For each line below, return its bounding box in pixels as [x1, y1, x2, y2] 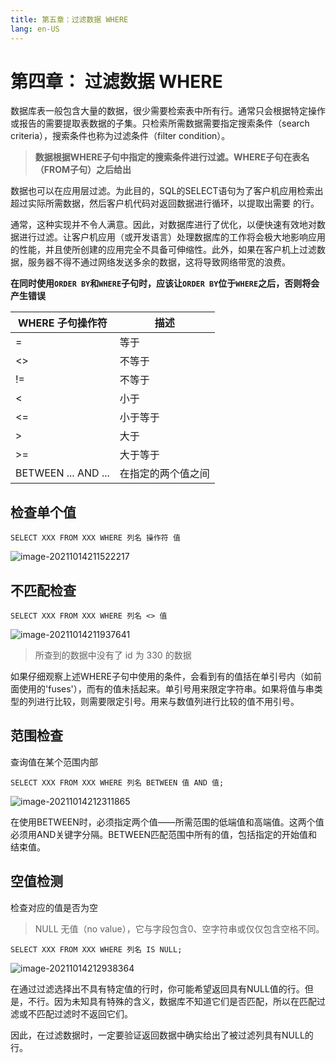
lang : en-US [10, 24, 60, 34]
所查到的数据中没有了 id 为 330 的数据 [34, 649, 192, 661]
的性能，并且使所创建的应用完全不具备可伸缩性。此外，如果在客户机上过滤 [10, 244, 317, 256]
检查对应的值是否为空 [10, 901, 98, 913]
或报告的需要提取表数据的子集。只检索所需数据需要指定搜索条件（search [10, 117, 310, 130]
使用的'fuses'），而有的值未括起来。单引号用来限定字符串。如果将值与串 [18, 683, 315, 695]
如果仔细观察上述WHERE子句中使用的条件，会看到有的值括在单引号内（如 [10, 671, 314, 683]
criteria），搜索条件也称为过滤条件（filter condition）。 [10, 130, 231, 142]
